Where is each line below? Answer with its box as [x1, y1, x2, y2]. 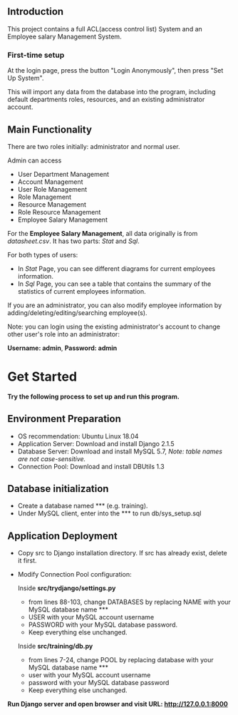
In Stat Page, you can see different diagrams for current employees [17, 264, 216, 273]
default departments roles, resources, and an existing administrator [7, 96, 205, 104]
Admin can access [7, 156, 62, 165]
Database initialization [7, 483, 109, 495]
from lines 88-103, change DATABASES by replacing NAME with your [28, 598, 232, 607]
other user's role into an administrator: [7, 329, 120, 338]
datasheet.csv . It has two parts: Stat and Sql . [7, 237, 140, 245]
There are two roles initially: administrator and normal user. [7, 142, 180, 150]
